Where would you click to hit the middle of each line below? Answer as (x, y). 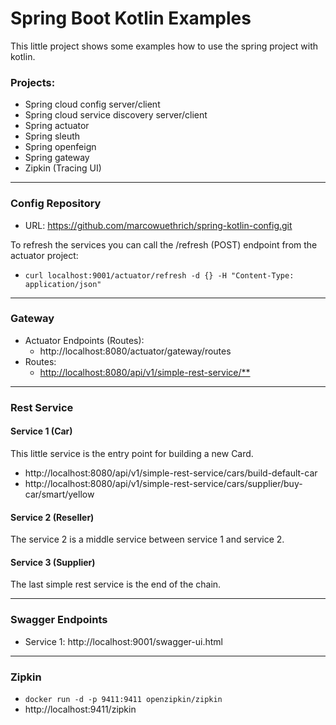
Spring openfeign (60, 147)
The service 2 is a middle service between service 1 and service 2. (147, 539)
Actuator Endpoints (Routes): (84, 340)
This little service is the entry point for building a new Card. (132, 453)
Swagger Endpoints (59, 620)
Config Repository (56, 204)
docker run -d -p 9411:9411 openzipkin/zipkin (123, 699)
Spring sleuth (52, 136)
